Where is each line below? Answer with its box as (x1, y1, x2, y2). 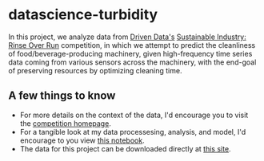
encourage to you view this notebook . (19, 135, 146, 145)
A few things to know (8, 89, 116, 103)
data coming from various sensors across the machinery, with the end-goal (8, 57, 257, 67)
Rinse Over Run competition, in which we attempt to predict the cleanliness (8, 40, 256, 49)
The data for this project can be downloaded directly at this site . (19, 143, 231, 153)
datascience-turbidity (8, 6, 158, 24)
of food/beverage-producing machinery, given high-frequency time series (8, 49, 253, 58)
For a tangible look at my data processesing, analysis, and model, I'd (19, 127, 246, 136)
